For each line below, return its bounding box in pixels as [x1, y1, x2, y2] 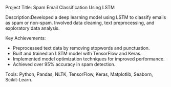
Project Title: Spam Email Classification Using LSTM [5, 5, 115, 10]
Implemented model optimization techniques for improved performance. [12, 56, 165, 62]
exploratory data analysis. [5, 25, 60, 31]
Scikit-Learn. [5, 77, 33, 82]
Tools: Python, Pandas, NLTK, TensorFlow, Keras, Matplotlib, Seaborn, [5, 71, 153, 77]
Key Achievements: [5, 35, 46, 41]
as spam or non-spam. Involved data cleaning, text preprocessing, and [5, 20, 155, 26]
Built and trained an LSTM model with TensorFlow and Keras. [12, 51, 142, 56]
